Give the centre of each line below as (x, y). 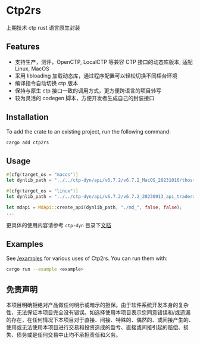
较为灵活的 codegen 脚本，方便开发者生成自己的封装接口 (85, 98)
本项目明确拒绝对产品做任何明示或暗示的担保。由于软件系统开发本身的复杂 (97, 305)
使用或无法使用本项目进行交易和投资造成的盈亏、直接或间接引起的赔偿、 (95, 327)
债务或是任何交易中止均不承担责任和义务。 (68, 335)
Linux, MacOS (32, 69)
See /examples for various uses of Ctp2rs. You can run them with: (87, 258)
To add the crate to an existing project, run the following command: (88, 131)
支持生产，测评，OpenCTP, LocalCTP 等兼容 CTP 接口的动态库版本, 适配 (104, 62)
